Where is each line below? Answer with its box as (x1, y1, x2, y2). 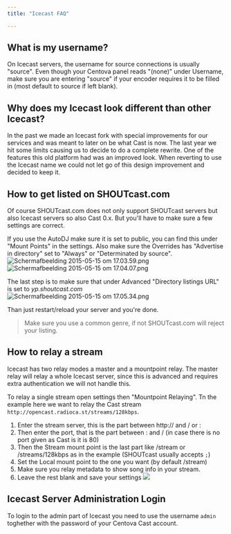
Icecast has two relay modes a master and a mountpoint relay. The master (7, 365, 219, 373)
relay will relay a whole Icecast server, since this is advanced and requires (7, 371, 219, 380)
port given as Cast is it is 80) (17, 435, 99, 443)
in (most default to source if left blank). (7, 82, 118, 91)
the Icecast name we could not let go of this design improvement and (7, 160, 205, 169)
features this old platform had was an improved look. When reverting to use (7, 154, 222, 162)
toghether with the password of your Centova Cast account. (7, 519, 178, 527)
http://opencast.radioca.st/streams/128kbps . (7, 407, 140, 416)
